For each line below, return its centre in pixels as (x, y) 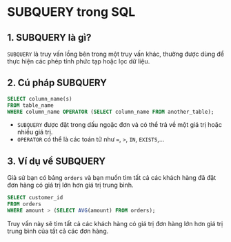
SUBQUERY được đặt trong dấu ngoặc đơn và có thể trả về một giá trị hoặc (119, 125)
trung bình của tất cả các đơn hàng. (58, 231)
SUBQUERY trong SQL (71, 12)
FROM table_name (30, 105)
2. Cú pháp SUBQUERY (57, 83)
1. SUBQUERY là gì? (49, 38)
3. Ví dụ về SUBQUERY (56, 161)
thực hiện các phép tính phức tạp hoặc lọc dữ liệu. (79, 61)
